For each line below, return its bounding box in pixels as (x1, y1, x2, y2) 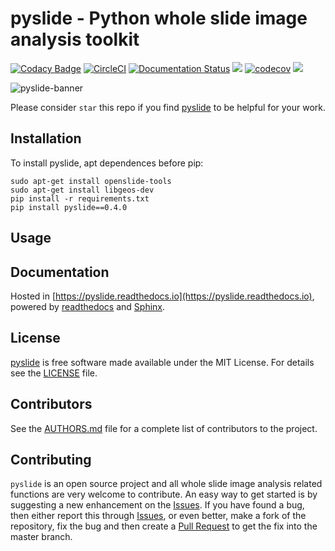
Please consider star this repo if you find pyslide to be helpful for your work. (10, 101, 327, 113)
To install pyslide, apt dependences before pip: (10, 157, 204, 169)
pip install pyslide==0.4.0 (10, 202, 128, 212)
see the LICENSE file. (10, 367, 98, 379)
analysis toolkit (10, 28, 140, 51)
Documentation (10, 263, 110, 281)
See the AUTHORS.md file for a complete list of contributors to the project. (10, 422, 318, 434)
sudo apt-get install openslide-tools (10, 176, 172, 186)
